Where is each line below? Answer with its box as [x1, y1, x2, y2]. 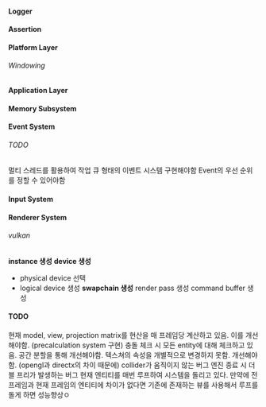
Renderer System [8, 212, 67, 222]
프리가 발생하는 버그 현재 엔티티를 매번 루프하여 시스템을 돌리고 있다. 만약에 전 [16, 370, 258, 379]
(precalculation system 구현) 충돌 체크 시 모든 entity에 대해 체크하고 [31, 340, 245, 350]
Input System [8, 194, 54, 203]
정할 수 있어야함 [16, 176, 66, 185]
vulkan [8, 231, 30, 240]
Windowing [8, 60, 45, 71]
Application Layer [8, 85, 68, 95]
